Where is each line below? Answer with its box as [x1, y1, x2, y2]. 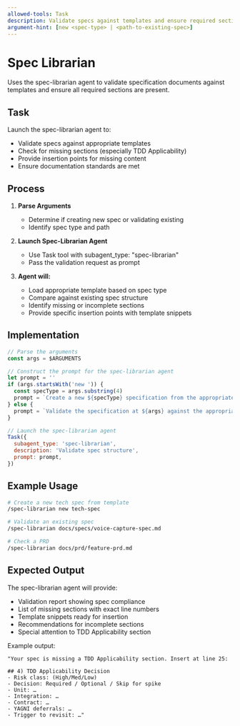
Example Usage [7, 480, 79, 493]
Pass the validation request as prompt [28, 258, 141, 266]
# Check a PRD [7, 538, 50, 545]
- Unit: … [7, 686, 37, 693]
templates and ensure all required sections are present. [7, 86, 170, 94]
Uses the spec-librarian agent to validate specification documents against [7, 78, 225, 86]
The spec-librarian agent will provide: [7, 583, 118, 592]
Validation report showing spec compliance [17, 597, 146, 605]
